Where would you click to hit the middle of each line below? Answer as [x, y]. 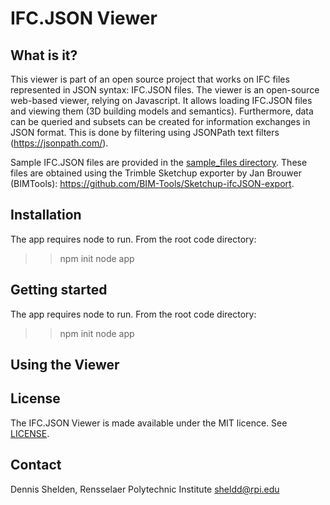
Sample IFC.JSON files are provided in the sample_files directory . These [159, 162]
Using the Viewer [65, 365]
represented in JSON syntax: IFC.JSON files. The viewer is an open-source [165, 90]
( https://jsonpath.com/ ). [59, 143]
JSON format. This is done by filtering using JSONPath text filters [145, 132]
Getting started [59, 290]
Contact [36, 465]
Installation [46, 215]
